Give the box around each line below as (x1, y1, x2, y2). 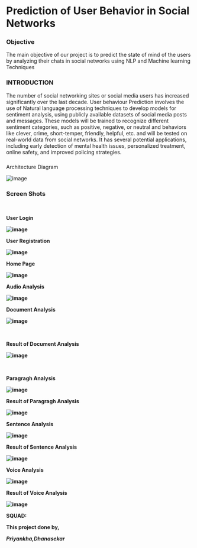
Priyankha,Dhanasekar (6, 535, 65, 542)
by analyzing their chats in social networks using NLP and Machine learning (6, 57, 191, 64)
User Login (6, 215, 34, 221)
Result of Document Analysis (6, 341, 79, 347)
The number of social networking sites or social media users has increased (6, 92, 189, 99)
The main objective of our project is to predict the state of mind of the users (6, 51, 191, 59)
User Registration (6, 238, 50, 244)
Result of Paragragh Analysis (6, 398, 79, 404)
